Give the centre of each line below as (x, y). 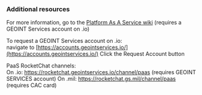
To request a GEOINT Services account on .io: (64, 41)
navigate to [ (22, 47)
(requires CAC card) (32, 85)
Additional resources (38, 9)
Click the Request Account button (142, 54)
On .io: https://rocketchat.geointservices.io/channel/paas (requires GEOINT (101, 72)
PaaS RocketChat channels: (41, 66)
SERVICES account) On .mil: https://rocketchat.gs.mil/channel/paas (91, 79)
